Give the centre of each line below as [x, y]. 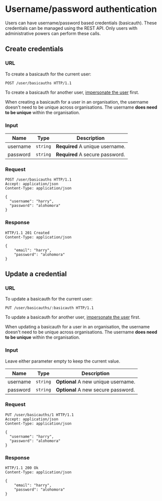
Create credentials [34, 49]
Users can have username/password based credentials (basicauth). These [81, 23]
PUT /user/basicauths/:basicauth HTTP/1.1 [49, 308]
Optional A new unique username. [96, 381]
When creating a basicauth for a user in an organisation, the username [77, 102]
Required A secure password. [90, 154]
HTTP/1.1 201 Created [27, 233]
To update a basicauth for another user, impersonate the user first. [73, 317]
